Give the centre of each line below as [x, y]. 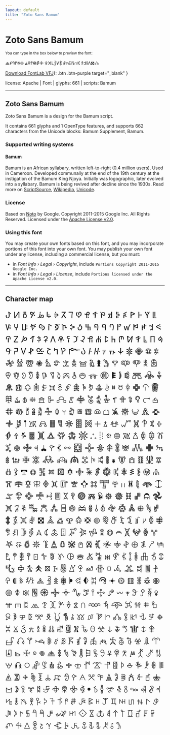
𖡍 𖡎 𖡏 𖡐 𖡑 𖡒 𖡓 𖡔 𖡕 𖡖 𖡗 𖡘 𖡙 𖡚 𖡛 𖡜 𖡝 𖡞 [83, 411]
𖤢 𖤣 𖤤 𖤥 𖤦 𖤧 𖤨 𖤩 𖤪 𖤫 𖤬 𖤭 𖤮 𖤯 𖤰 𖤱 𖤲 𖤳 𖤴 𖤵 [84, 556]
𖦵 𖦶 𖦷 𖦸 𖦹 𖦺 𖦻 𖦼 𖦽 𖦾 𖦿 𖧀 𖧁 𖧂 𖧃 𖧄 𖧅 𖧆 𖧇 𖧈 [83, 653]
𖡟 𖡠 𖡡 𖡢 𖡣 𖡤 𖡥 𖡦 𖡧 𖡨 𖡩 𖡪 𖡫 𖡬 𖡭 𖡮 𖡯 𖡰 [83, 424]
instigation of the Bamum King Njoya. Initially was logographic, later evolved [84, 179]
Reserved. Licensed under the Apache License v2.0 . [60, 219]
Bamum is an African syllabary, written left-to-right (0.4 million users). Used [84, 168]
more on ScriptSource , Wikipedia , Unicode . [50, 190]
